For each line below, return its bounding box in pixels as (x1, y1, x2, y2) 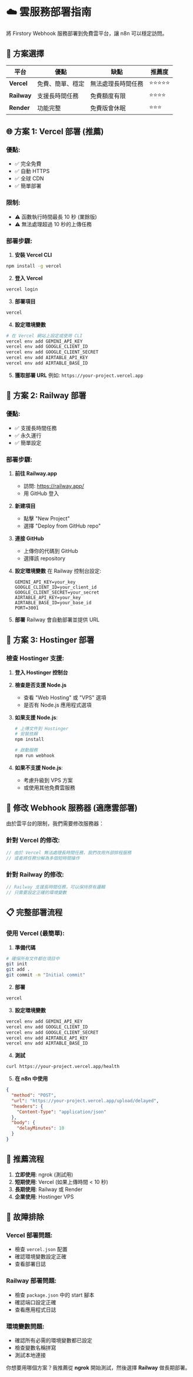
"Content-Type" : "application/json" (16, 1109, 107, 1115)
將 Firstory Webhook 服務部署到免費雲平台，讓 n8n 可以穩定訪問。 (6, 30, 168, 37)
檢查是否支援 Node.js (14, 681, 66, 688)
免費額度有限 (90, 92, 126, 100)
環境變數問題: (6, 1322, 45, 1330)
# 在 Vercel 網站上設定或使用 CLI (6, 333, 83, 338)
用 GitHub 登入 (23, 490, 59, 497)
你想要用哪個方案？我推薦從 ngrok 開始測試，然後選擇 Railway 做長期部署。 (6, 1364, 191, 1371)
